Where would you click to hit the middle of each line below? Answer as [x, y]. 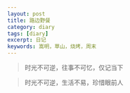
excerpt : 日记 [27, 40]
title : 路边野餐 [29, 20]
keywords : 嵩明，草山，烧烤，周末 [52, 46]
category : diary [31, 27]
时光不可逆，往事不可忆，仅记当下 [74, 67]
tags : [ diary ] [28, 33]
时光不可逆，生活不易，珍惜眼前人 [74, 82]
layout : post [26, 14]
